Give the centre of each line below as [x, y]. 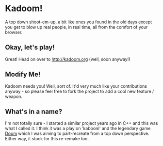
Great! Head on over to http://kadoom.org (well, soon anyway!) [68, 59]
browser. [14, 32]
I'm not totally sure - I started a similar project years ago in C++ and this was [81, 123]
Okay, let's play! [30, 47]
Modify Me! [23, 74]
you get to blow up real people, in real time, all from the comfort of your [76, 27]
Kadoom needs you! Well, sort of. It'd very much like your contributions [76, 86]
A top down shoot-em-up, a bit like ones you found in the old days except [79, 22]
